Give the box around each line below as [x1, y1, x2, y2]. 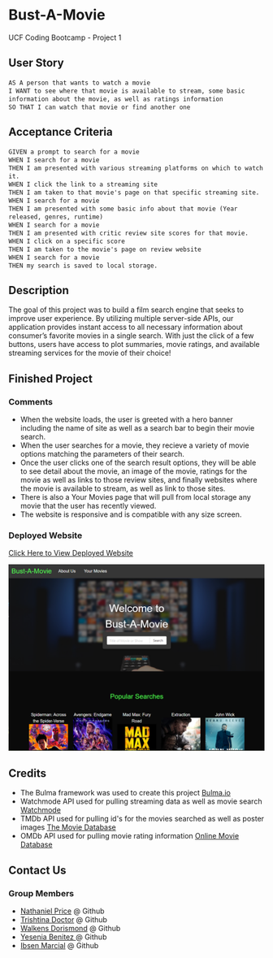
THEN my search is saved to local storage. [8, 262, 158, 270]
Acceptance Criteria [8, 125, 113, 139]
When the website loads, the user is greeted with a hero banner [19, 414, 233, 424]
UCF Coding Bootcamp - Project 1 [8, 33, 122, 42]
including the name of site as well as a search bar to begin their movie [19, 423, 255, 433]
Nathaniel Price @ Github [19, 906, 105, 916]
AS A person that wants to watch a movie [8, 79, 151, 87]
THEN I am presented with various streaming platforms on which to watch [8, 164, 264, 172]
